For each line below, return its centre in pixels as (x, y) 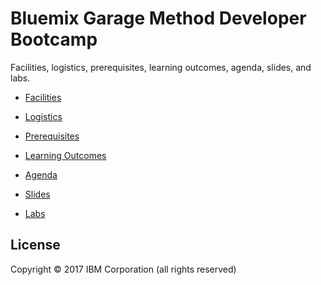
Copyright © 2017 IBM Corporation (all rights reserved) (123, 269)
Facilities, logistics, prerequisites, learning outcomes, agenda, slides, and (161, 67)
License (35, 245)
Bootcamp (54, 39)
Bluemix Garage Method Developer (158, 18)
